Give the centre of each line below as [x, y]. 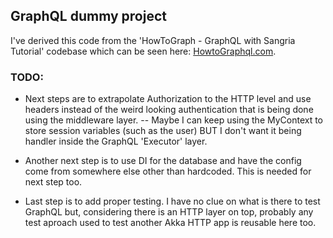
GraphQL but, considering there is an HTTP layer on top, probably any [169, 212]
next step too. [53, 182]
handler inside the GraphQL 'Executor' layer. [116, 141]
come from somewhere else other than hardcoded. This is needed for [168, 171]
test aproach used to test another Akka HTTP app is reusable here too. [170, 223]
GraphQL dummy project [88, 16]
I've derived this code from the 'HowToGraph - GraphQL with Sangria [153, 40]
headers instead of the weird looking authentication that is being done [169, 110]
